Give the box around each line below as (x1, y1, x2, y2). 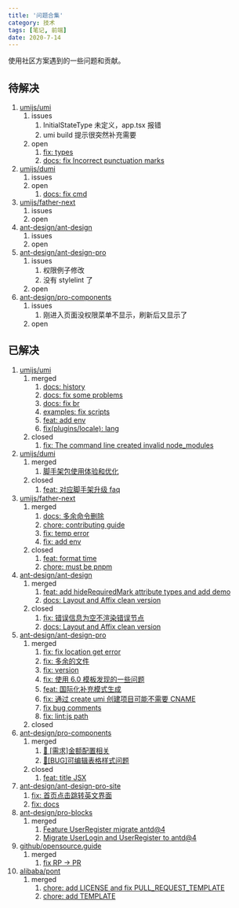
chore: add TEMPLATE (42, 891, 116, 901)
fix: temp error (42, 528, 90, 537)
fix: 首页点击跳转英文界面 (31, 790, 112, 799)
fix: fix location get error (42, 647, 121, 656)
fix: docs (31, 799, 60, 809)
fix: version (42, 665, 80, 674)
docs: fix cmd (42, 190, 88, 199)
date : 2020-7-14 (8, 33, 61, 42)
